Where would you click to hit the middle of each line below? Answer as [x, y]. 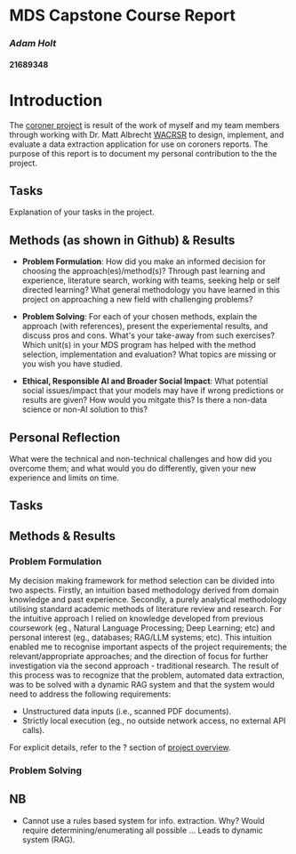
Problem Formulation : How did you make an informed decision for [144, 262]
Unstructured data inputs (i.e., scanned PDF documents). [127, 712]
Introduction [56, 100]
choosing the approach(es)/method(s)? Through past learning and [144, 271]
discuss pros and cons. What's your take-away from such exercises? [148, 335]
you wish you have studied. [72, 364]
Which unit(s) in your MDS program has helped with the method [139, 345]
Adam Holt [33, 44]
